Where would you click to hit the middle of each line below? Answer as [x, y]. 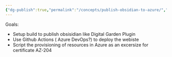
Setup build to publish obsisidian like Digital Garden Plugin [74, 34]
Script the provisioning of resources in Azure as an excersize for [80, 45]
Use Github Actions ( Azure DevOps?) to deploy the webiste [76, 39]
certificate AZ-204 [32, 50]
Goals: [12, 24]
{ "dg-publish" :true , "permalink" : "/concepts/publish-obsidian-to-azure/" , [86, 10]
